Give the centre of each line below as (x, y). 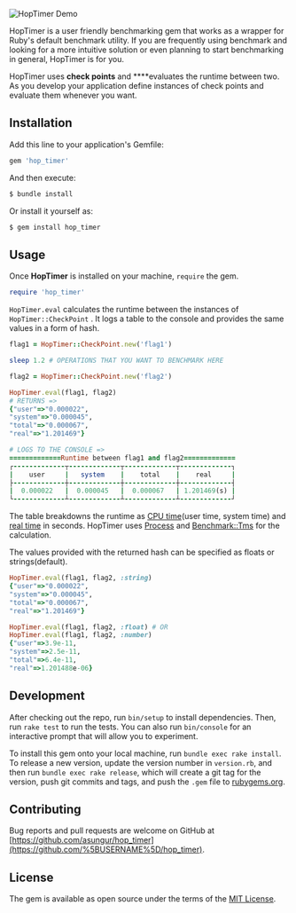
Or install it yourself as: (51, 211)
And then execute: (43, 177)
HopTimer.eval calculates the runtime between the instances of (124, 310)
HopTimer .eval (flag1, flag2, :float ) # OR (89, 627)
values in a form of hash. (55, 328)
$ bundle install (41, 194)
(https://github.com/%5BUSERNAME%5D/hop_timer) (106, 850)
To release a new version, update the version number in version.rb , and (141, 762)
